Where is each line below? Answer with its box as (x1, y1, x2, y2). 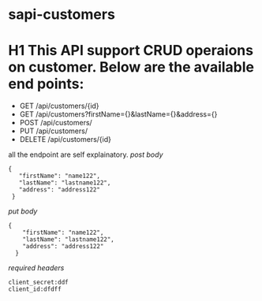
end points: (8, 75, 84, 93)
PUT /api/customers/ (19, 126, 88, 136)
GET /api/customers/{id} (19, 101, 100, 111)
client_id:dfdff (8, 285, 62, 293)
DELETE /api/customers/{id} (19, 135, 112, 144)
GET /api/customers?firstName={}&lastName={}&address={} (19, 110, 218, 119)
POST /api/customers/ (19, 118, 92, 128)
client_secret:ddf (8, 278, 69, 287)
